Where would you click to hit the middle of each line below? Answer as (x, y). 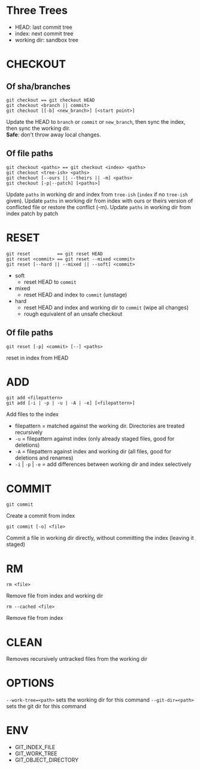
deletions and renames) (44, 458)
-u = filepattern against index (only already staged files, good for (95, 439)
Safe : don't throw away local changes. (54, 134)
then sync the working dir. (38, 128)
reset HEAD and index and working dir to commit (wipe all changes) (106, 307)
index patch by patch (32, 213)
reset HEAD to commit (50, 282)
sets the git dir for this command (46, 706)
